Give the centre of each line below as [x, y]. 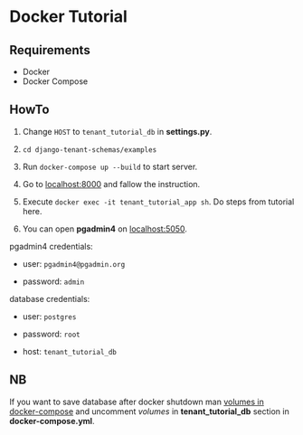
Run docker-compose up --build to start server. [110, 166]
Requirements [50, 50]
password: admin [53, 281]
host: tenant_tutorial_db [70, 351]
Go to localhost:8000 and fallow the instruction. [111, 184]
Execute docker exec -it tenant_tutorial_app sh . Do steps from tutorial [158, 202]
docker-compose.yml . [52, 421]
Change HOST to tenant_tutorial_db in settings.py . [117, 131]
